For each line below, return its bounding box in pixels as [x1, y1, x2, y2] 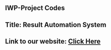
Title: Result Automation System [5, 21, 107, 29]
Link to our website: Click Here [5, 37, 101, 46]
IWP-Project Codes [5, 4, 65, 12]
